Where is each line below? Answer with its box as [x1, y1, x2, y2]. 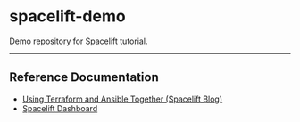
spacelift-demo [9, 6, 127, 27]
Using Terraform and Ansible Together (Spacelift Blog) [21, 94, 223, 104]
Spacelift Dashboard [21, 102, 98, 113]
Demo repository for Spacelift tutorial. [9, 36, 148, 46]
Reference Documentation [9, 69, 159, 85]
